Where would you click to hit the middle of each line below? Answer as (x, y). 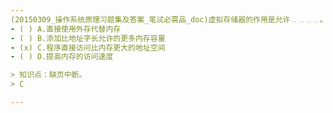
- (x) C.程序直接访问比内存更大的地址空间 (88, 47)
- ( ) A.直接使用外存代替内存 (66, 29)
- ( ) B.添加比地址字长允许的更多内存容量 (88, 38)
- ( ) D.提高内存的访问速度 (62, 57)
